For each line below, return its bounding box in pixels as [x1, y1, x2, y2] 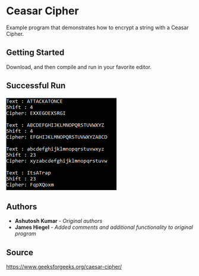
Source [6, 247, 34, 258]
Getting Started [6, 48, 65, 58]
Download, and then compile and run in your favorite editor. [6, 63, 152, 70]
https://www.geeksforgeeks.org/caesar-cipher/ [6, 263, 122, 271]
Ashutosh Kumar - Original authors [14, 218, 103, 225]
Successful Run [6, 80, 66, 91]
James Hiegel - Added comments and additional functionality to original [14, 224, 193, 231]
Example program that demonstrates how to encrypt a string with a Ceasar [6, 24, 189, 31]
